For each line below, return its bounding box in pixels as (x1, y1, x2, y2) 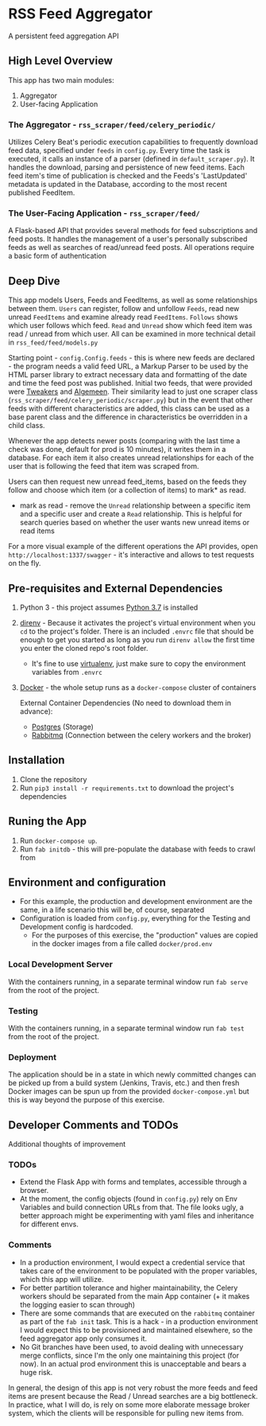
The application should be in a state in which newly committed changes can (8, 1069, 256, 1079)
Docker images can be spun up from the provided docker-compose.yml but (8, 1087, 250, 1097)
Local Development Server (8, 959, 114, 970)
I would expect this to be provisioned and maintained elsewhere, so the (19, 1325, 253, 1334)
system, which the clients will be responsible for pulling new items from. (8, 1408, 244, 1417)
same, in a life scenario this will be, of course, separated (19, 905, 205, 915)
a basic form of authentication (8, 251, 107, 261)
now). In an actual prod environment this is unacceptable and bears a (19, 1358, 247, 1369)
